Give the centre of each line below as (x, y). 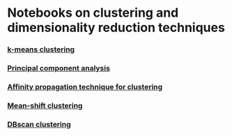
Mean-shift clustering (45, 105)
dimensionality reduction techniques (116, 28)
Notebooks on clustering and (93, 13)
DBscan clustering (39, 124)
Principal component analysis (59, 68)
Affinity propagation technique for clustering (85, 86)
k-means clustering (41, 50)
